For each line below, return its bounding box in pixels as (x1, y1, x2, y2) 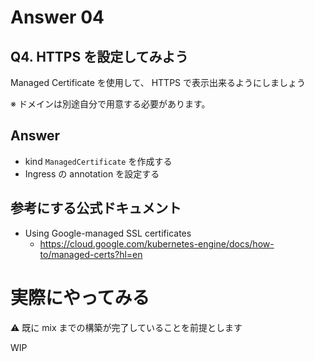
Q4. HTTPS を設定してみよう (10, 48, 189, 65)
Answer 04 (10, 6, 105, 29)
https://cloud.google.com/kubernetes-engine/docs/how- (39, 237, 275, 250)
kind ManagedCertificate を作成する (24, 155, 173, 167)
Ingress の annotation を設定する (24, 167, 160, 180)
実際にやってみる (10, 286, 150, 309)
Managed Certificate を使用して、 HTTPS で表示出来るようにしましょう (10, 77, 307, 88)
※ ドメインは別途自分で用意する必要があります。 (10, 98, 211, 110)
